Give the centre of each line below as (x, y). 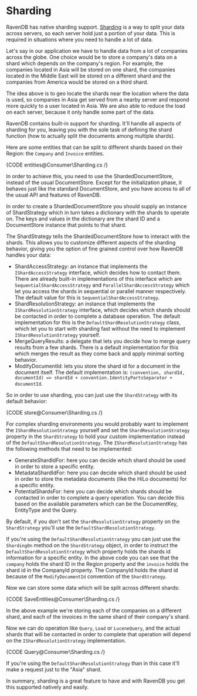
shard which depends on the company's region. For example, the (85, 63)
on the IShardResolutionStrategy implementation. (66, 640)
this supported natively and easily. (47, 687)
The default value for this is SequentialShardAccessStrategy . (87, 297)
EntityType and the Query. (46, 510)
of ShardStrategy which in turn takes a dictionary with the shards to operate (98, 212)
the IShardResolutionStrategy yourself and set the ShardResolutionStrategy (98, 430)
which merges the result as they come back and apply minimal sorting (99, 354)
